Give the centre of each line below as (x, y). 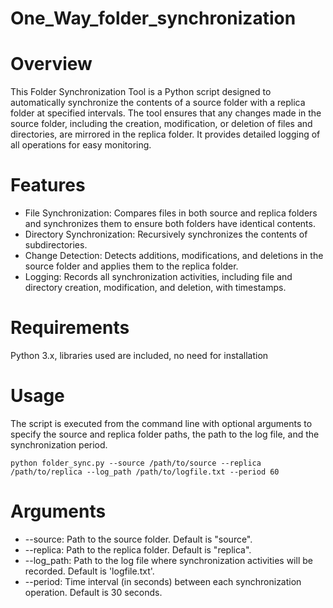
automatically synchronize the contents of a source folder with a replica (158, 103)
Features (48, 185)
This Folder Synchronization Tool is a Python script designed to (141, 92)
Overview (51, 64)
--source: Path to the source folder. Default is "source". (138, 539)
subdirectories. (56, 245)
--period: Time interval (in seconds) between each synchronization (163, 581)
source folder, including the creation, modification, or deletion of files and (161, 124)
